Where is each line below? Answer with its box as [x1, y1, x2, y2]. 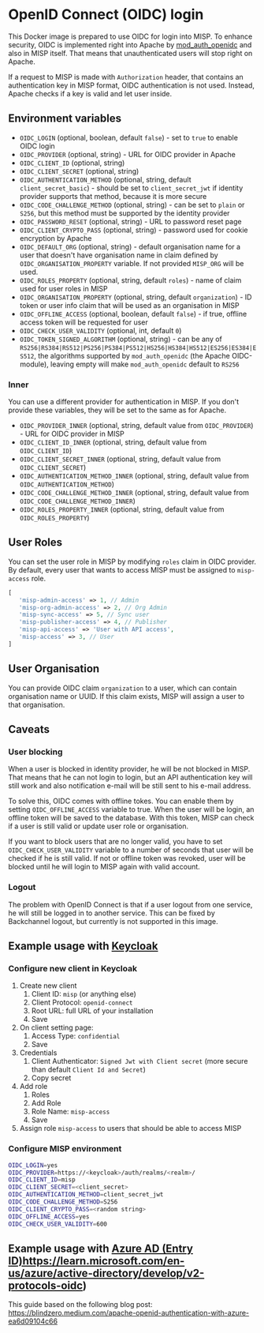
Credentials [19, 1048, 58, 1057]
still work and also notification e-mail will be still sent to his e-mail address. [8, 781, 251, 790]
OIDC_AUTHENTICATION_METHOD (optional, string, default [19, 175, 191, 184]
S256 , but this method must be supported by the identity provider [19, 208, 230, 218]
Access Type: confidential [31, 1031, 121, 1041]
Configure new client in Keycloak [8, 963, 138, 974]
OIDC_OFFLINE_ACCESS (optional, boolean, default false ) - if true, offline [19, 309, 247, 318]
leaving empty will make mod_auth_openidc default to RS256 [50, 359, 240, 369]
